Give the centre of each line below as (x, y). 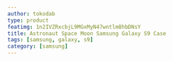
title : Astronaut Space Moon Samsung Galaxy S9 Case (87, 33)
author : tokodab (31, 14)
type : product (28, 20)
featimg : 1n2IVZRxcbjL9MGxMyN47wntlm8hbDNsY (74, 27)
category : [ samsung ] (38, 46)
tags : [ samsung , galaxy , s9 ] (50, 40)
